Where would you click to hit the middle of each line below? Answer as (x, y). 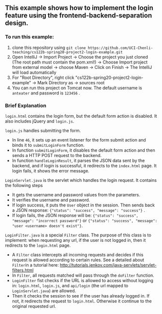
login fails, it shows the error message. (51, 171)
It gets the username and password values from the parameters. (76, 195)
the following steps (24, 185)
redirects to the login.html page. (38, 245)
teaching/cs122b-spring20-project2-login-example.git (67, 52)
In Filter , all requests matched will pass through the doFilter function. (83, 275)
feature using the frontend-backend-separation (79, 16)
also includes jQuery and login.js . (40, 121)
